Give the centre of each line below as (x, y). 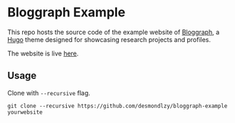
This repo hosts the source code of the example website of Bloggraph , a (114, 32)
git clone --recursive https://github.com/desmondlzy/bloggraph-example (117, 106)
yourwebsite (25, 112)
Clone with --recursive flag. (49, 92)
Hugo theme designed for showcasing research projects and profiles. (109, 39)
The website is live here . (43, 53)
